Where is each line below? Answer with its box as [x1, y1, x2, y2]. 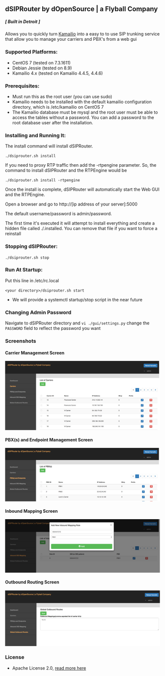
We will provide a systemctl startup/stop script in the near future [12, 296, 143, 302]
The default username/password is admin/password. [5, 211, 112, 217]
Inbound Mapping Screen [5, 508, 58, 514]
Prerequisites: [5, 82, 40, 89]
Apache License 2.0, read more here [12, 665, 86, 671]
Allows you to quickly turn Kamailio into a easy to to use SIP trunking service [5, 31, 160, 37]
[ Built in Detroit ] [5, 18, 40, 25]
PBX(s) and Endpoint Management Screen [5, 437, 93, 442]
